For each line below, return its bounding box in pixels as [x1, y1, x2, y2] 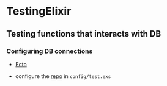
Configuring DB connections [6, 47, 93, 56]
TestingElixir [6, 4, 72, 18]
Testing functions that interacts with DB [6, 29, 161, 39]
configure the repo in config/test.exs [15, 72, 111, 80]
